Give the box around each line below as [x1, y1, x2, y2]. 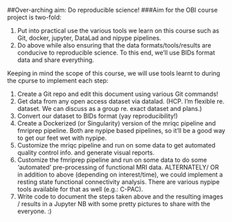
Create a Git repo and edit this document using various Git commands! [17, 90, 219, 98]
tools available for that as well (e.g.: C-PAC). [17, 185, 143, 193]
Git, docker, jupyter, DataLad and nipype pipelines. [17, 34, 161, 42]
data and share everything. [17, 56, 95, 64]
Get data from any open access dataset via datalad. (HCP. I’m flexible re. [17, 97, 225, 105]
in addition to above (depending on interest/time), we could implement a [17, 170, 223, 179]
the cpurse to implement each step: [7, 77, 109, 85]
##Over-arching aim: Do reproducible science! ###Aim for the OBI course [7, 6, 218, 14]
